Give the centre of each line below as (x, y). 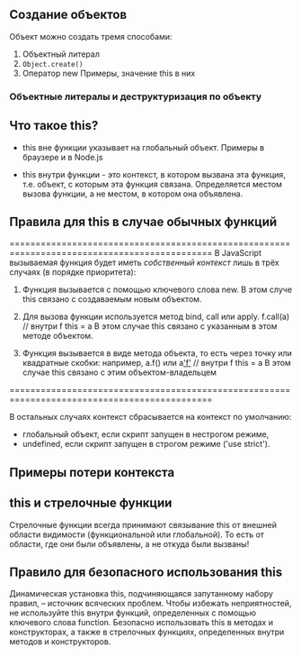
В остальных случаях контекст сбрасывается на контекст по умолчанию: (150, 417)
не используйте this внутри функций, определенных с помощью (133, 613)
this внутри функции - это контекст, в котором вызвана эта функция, (154, 174)
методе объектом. (58, 336)
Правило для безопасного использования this (146, 572)
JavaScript (242, 253)
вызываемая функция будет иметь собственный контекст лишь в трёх (145, 263)
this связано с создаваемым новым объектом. (112, 299)
